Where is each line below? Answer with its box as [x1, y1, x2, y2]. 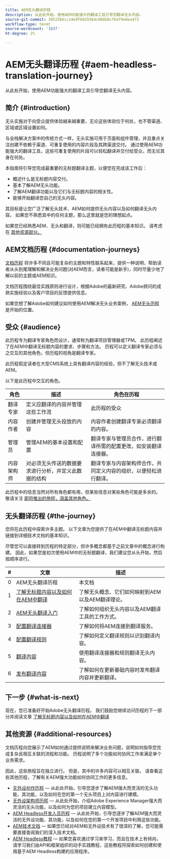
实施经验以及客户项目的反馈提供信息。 [9, 290, 90, 296]
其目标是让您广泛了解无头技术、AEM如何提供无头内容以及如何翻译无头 [5, 205, 153, 211]
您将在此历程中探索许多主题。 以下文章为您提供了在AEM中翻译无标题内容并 [5, 526, 163, 532]
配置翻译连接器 [16, 623, 52, 630]
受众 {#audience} [5, 323, 61, 331]
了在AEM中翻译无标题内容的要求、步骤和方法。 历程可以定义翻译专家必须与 [5, 343, 163, 350]
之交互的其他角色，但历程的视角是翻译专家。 [5, 350, 99, 356]
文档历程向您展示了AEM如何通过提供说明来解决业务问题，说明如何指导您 [5, 744, 157, 750]
